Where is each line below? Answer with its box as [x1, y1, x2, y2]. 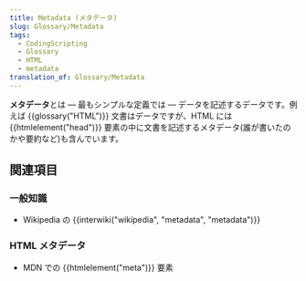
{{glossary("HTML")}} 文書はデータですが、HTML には [26, 110, 233, 121]
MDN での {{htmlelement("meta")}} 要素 [22, 262, 174, 273]
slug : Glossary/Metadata [9, 22, 104, 31]
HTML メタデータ [9, 239, 87, 252]
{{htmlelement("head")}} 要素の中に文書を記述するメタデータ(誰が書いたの [9, 121, 291, 132]
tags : [9, 30, 30, 39]
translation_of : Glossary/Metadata [9, 73, 145, 82]
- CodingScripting [17, 38, 89, 48]
